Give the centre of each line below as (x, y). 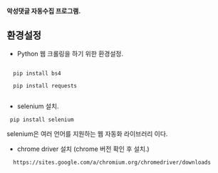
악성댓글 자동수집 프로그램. (44, 11)
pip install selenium (42, 120)
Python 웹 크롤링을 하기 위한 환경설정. (70, 54)
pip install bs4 (37, 74)
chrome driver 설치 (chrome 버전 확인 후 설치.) (83, 149)
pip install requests (45, 86)
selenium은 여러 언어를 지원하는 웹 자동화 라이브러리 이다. (87, 134)
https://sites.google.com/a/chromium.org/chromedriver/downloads (112, 163)
